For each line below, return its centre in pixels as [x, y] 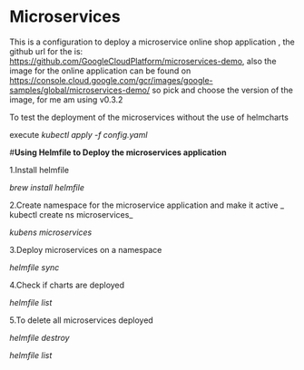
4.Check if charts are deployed [67, 285]
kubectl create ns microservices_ [71, 214]
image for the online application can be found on [100, 71]
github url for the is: [46, 51]
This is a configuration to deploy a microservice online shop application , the [152, 42]
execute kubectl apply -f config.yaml [78, 134]
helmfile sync [34, 267]
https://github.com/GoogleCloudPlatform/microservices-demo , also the [143, 61]
